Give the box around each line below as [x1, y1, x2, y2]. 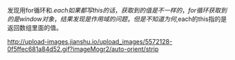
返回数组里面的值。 [7, 24, 63, 31]
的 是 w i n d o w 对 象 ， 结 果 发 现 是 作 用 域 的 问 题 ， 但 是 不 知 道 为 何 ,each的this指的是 [7, 15, 227, 23]
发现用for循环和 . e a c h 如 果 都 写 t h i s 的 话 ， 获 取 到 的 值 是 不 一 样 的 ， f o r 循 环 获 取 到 [7, 6, 227, 14]
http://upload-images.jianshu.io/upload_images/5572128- [7, 38, 173, 45]
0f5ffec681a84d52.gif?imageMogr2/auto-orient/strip [7, 45, 159, 53]
